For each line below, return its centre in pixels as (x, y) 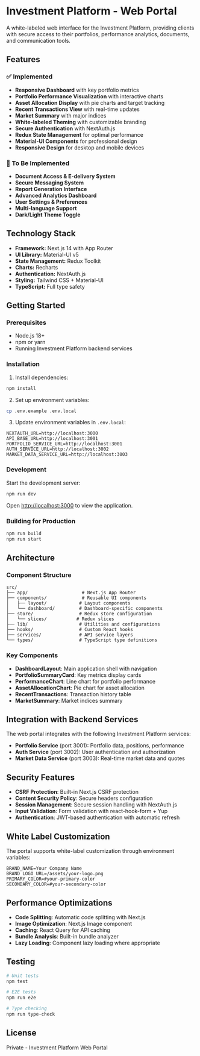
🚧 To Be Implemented (38, 163)
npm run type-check (31, 1014)
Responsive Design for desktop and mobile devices (80, 147)
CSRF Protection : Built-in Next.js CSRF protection (77, 792)
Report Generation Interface (51, 189)
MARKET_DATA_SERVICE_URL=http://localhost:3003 (67, 454)
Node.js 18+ (30, 336)
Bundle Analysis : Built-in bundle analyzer (67, 936)
